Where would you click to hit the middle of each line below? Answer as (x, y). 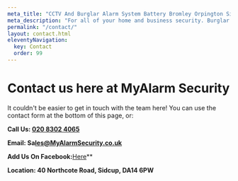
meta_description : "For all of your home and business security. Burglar (119, 21)
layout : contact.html (39, 34)
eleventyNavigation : (38, 40)
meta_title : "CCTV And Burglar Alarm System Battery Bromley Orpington (115, 14)
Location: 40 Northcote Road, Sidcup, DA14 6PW (81, 170)
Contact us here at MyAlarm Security (119, 88)
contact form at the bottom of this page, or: (70, 115)
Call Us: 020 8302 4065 (44, 129)
